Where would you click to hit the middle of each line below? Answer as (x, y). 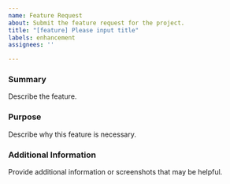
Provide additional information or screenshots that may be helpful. (115, 172)
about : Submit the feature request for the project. (96, 23)
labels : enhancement (42, 38)
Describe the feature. (43, 96)
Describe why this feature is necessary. (72, 134)
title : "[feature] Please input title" (74, 30)
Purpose (25, 117)
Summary (28, 80)
